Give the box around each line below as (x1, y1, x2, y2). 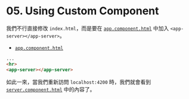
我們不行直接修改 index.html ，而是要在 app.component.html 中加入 (6, 24, 169, 32)
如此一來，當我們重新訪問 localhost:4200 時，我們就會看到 (6, 78, 151, 85)
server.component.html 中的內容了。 (6, 85, 95, 93)
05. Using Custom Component (6, 4, 159, 18)
